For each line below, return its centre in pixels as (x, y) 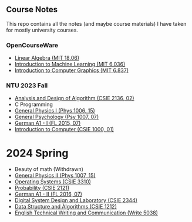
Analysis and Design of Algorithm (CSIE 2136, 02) (74, 98)
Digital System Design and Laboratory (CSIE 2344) (76, 200)
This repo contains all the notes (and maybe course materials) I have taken (96, 23)
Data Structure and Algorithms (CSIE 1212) (66, 207)
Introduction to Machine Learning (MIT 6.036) (70, 64)
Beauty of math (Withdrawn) (49, 169)
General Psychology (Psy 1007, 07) (57, 117)
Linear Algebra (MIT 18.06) (47, 58)
